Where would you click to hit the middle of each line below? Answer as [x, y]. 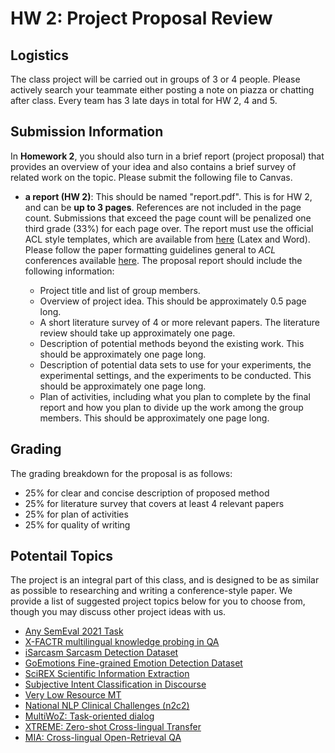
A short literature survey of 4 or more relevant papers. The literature [179, 322]
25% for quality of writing [77, 524]
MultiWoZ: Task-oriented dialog [89, 716]
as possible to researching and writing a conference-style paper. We [151, 591]
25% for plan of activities [76, 514]
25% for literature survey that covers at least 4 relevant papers [154, 503]
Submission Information [87, 132]
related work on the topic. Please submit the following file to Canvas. [151, 177]
